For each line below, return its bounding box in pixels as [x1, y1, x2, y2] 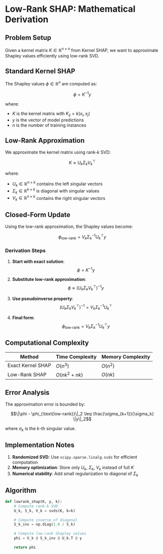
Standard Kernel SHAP [5, 67, 75, 76]
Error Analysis [5, 388, 50, 396]
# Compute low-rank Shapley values [14, 531, 87, 536]
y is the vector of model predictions [12, 117, 84, 123]
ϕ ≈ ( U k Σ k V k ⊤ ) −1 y [68, 284, 104, 292]
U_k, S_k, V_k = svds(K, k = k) [14, 508, 76, 513]
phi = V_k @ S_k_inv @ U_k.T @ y [14, 536, 82, 541]
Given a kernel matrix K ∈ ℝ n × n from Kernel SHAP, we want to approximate [5, 47, 159, 53]
